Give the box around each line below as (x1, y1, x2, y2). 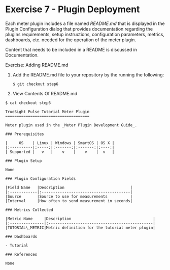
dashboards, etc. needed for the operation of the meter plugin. (5, 37, 136, 43)
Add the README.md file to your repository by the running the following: (12, 71, 164, 77)
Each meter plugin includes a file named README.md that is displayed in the (5, 20, 165, 26)
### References (5, 252, 38, 257)
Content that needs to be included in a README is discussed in (5, 46, 138, 52)
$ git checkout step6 (12, 82, 58, 87)
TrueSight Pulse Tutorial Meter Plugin (5, 109, 90, 114)
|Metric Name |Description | (5, 216, 156, 221)
